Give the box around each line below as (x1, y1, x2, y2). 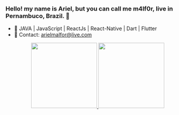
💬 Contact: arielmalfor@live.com (13, 31, 92, 38)
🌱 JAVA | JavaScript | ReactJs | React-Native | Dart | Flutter (13, 25, 157, 32)
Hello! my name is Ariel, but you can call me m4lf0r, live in (5, 5, 173, 13)
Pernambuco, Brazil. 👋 (5, 12, 70, 20)
